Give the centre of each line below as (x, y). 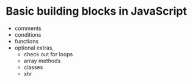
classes (33, 67)
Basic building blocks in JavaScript (96, 11)
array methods (42, 61)
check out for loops (48, 54)
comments (28, 28)
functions (27, 41)
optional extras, (34, 48)
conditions (28, 34)
